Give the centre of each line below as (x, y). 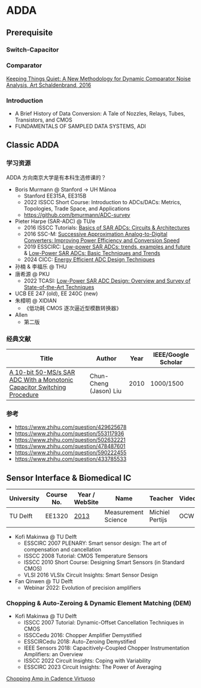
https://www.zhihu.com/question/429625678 (71, 427)
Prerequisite (30, 33)
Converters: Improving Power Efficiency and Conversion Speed (102, 240)
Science (116, 520)
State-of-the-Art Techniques (59, 287)
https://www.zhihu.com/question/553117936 (69, 434)
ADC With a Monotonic (41, 380)
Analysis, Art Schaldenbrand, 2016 (49, 85)
